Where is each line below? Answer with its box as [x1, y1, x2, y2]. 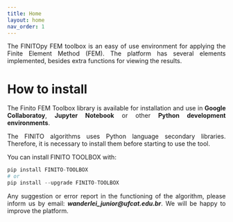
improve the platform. [7, 206, 69, 215]
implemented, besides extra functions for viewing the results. [7, 57, 182, 65]
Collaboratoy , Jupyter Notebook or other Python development [7, 112, 226, 120]
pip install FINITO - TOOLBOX [7, 166, 89, 173]
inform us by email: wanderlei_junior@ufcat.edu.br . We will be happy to [7, 199, 226, 207]
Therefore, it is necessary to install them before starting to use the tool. [7, 139, 210, 148]
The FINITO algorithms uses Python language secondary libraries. [7, 133, 226, 141]
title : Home [7, 10, 42, 17]
